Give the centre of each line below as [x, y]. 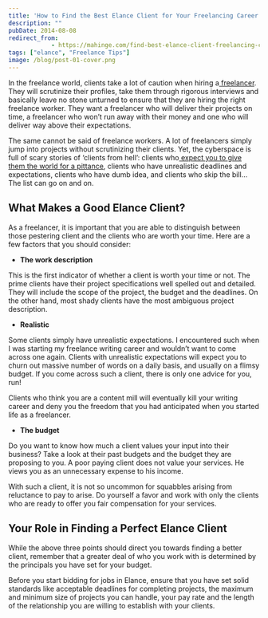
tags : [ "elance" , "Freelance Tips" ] [69, 53]
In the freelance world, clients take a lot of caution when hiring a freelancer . [132, 83]
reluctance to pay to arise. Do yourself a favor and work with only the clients [134, 494]
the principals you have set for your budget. [80, 565]
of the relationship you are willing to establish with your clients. [112, 605]
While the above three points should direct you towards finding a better [125, 548]
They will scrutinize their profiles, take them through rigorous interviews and [134, 91]
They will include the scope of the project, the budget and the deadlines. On [133, 292]
